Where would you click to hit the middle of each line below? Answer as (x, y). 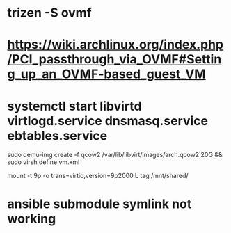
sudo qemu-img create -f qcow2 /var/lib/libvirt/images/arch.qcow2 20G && (115, 155)
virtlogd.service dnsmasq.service (108, 121)
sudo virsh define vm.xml (43, 162)
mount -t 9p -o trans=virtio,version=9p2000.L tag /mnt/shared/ (98, 176)
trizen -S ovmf (49, 13)
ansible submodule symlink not (99, 204)
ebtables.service (57, 135)
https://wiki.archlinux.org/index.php (115, 45)
